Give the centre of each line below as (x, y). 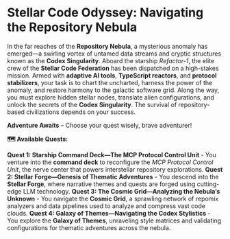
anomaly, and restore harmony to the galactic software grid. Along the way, (113, 90)
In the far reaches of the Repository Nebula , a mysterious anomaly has (107, 46)
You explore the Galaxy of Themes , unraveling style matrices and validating (114, 220)
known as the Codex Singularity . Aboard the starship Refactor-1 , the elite (111, 60)
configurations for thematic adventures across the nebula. (89, 227)
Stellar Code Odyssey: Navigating (105, 13)
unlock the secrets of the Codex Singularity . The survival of (92, 104)
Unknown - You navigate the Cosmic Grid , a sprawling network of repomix (113, 198)
